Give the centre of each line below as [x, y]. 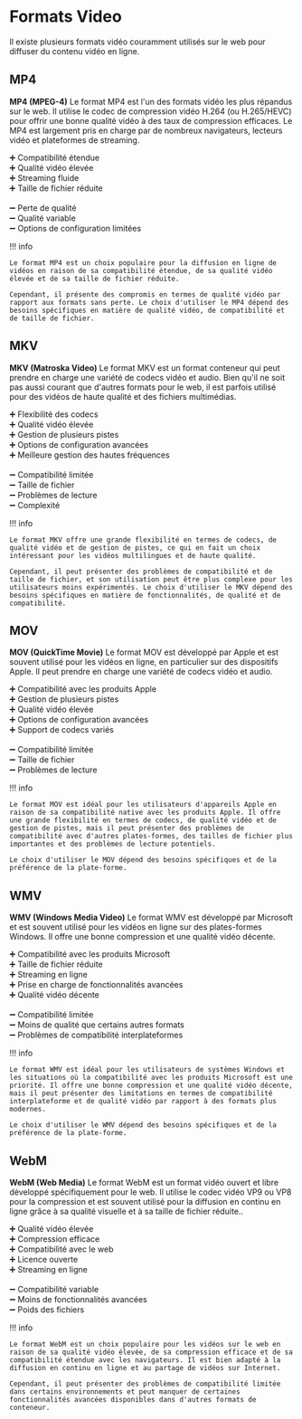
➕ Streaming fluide [44, 177]
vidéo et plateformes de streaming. [75, 140]
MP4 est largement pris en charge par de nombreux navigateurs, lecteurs [146, 130]
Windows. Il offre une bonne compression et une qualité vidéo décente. [142, 937]
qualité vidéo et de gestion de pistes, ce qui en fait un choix [135, 548]
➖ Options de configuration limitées [75, 228]
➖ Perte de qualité [43, 208]
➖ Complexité [35, 505]
